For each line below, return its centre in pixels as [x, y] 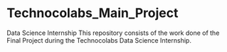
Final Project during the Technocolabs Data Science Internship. [99, 40]
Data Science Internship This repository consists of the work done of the [113, 33]
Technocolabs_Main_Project [93, 13]
